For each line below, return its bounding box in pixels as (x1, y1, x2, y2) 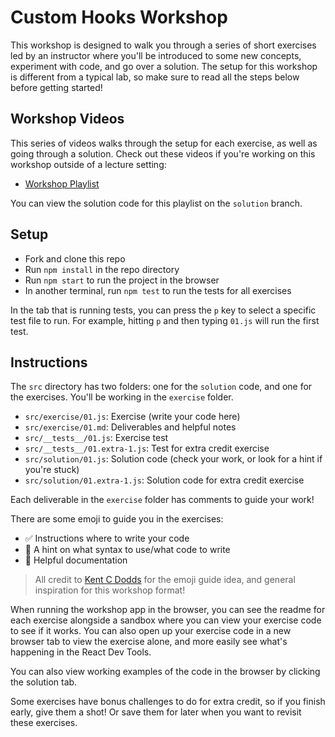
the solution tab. (10, 676, 78, 688)
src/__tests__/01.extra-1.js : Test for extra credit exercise (24, 442, 270, 455)
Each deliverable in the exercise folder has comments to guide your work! (10, 494, 315, 506)
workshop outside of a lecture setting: (10, 158, 167, 170)
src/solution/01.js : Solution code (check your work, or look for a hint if (24, 453, 323, 465)
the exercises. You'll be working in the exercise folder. (10, 391, 234, 403)
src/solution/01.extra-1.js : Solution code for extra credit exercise (24, 474, 305, 486)
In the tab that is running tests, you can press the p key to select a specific (10, 304, 317, 316)
